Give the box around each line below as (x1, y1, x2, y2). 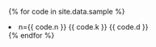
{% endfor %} (8, 31, 55, 40)
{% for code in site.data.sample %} (8, 7, 125, 16)
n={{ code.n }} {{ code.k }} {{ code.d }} (19, 22, 149, 31)
